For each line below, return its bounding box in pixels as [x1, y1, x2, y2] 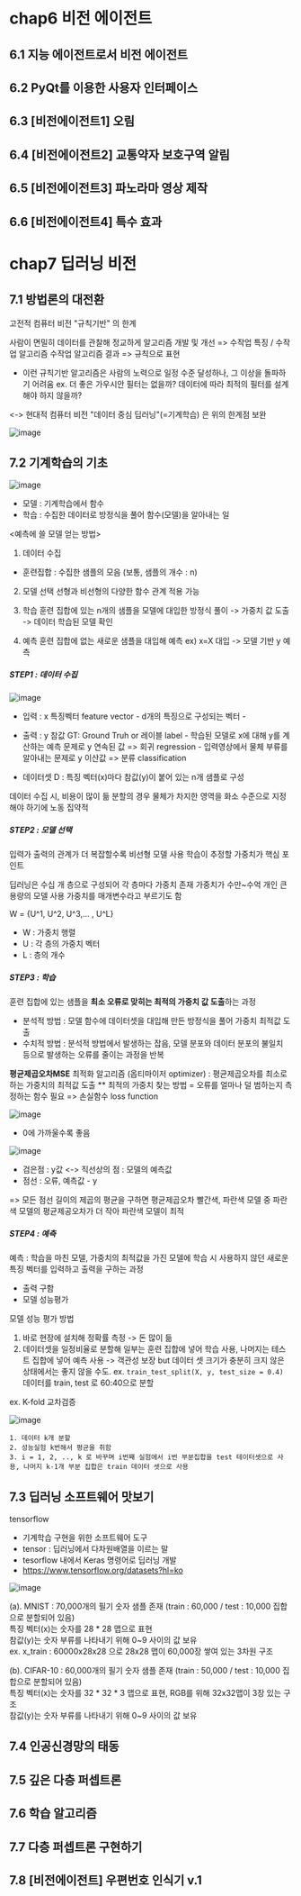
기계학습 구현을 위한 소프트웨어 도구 [22, 1532, 148, 1543]
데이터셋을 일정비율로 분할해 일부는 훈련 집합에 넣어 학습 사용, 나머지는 [22, 1344, 270, 1355]
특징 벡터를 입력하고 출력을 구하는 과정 [9, 1264, 144, 1275]
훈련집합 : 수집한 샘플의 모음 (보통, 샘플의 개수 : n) [22, 567, 198, 577]
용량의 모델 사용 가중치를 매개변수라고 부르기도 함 [9, 891, 182, 902]
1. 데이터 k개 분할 [9, 1434, 71, 1443]
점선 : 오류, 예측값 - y [22, 1175, 98, 1186]
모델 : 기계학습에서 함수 [22, 498, 105, 509]
